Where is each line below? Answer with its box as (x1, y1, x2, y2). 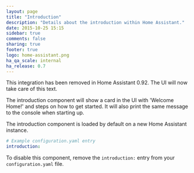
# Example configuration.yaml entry (6, 138, 96, 144)
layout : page (6, 8, 38, 15)
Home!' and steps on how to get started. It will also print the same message (6, 103, 189, 110)
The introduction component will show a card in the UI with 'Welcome (6, 97, 174, 104)
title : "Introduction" (6, 14, 62, 20)
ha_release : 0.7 (6, 63, 46, 69)
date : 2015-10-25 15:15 (6, 25, 64, 31)
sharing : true (6, 42, 41, 48)
